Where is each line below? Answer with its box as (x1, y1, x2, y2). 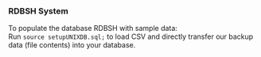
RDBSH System (8, 6, 69, 17)
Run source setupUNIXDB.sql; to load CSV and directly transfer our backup (8, 32, 254, 41)
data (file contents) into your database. (8, 40, 136, 50)
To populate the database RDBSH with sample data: (8, 24, 177, 33)
